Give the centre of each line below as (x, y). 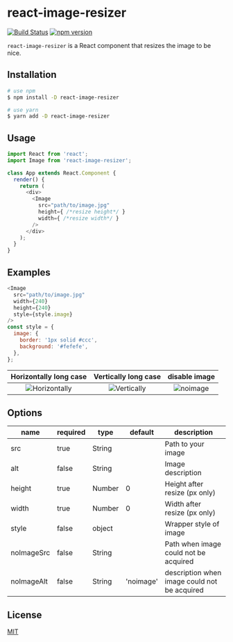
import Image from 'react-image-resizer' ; (69, 160)
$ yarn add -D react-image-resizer (59, 116)
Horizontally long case (49, 376)
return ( (32, 186)
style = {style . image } (43, 314)
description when (193, 573)
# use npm (21, 91)
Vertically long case (127, 376)
